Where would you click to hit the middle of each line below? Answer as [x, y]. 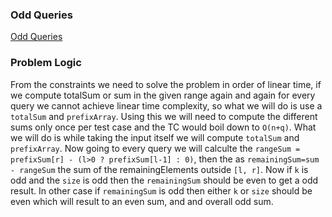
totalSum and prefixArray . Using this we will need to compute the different [164, 116]
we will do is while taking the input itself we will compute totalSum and [155, 137]
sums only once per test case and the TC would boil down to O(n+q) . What [163, 127]
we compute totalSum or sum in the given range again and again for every [163, 95]
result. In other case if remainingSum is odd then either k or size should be [161, 190]
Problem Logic [46, 63]
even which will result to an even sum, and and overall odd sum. [142, 201]
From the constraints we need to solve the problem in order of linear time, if [166, 84]
